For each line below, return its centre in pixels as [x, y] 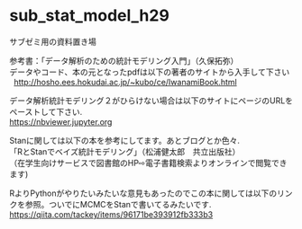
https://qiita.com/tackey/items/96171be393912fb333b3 [111, 214]
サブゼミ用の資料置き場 [53, 41]
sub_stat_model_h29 [89, 16]
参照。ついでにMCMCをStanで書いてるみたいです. [118, 204]
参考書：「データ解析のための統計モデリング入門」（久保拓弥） [124, 60]
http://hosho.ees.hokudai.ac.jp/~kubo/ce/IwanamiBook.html [125, 82]
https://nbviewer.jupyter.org [61, 121]
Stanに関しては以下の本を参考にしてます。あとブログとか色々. [125, 140]
